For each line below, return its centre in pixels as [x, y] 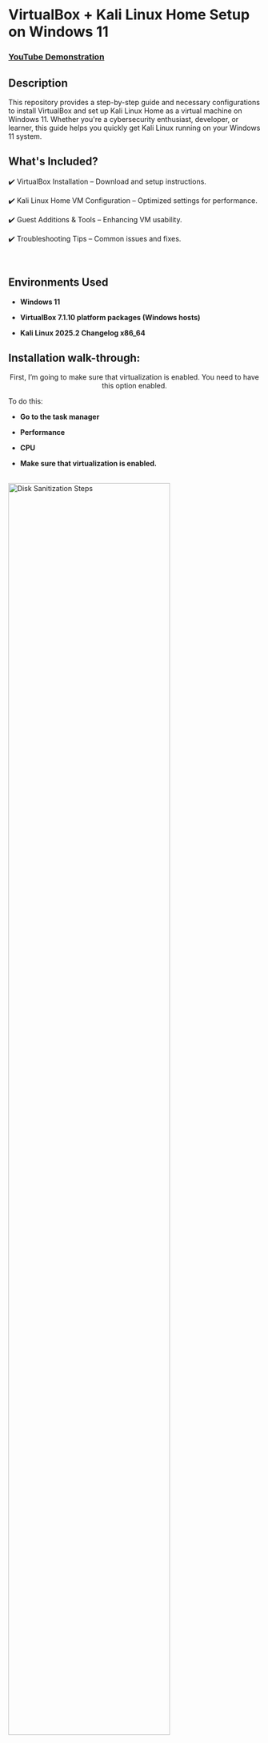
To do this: [26, 401]
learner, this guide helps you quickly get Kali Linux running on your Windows [134, 128]
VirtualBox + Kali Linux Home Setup [129, 15]
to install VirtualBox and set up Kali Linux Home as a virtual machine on [125, 111]
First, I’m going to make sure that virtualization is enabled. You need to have [134, 377]
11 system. [25, 136]
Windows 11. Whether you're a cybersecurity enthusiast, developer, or [124, 119]
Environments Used [58, 282]
